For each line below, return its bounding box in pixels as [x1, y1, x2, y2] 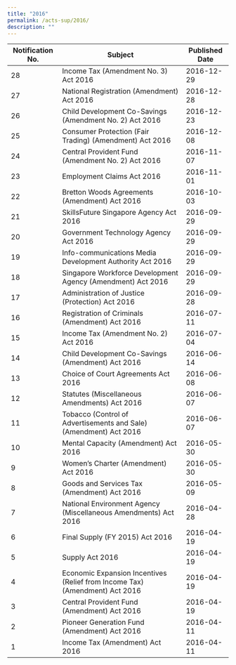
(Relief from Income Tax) [62, 577, 144, 587]
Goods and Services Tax [62, 479, 143, 489]
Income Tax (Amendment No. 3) [62, 66, 169, 76]
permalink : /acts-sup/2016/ [7, 17, 90, 24]
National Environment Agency [62, 499, 160, 509]
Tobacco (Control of [62, 409, 129, 419]
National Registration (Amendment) [62, 86, 179, 96]
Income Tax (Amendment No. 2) [62, 329, 169, 338]
